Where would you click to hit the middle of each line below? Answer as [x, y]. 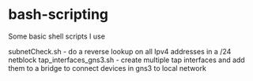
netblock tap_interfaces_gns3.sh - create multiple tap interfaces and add [126, 60]
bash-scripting [59, 15]
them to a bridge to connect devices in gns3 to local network [108, 68]
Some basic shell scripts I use [57, 36]
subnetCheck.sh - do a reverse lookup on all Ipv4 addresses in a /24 [120, 51]
